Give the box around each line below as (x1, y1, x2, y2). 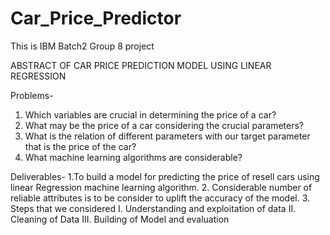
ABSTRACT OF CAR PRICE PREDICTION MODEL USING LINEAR (10, 59, 272, 71)
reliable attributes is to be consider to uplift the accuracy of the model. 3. (10, 192, 311, 204)
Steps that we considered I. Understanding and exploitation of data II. (10, 202, 297, 214)
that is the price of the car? (24, 140, 137, 152)
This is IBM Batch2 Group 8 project (10, 40, 155, 52)
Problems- (10, 89, 54, 101)
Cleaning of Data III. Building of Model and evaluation (10, 213, 230, 225)
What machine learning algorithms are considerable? (24, 151, 243, 163)
